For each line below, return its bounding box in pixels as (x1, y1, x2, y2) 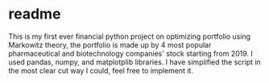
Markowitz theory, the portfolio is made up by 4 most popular (8, 39, 212, 49)
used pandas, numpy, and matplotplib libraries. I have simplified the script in (8, 57, 262, 67)
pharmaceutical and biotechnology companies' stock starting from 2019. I (8, 48, 254, 58)
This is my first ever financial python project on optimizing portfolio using (8, 31, 251, 41)
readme (8, 5, 61, 23)
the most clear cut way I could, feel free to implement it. (8, 65, 193, 75)
